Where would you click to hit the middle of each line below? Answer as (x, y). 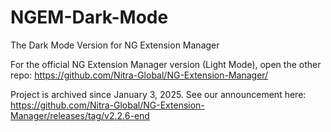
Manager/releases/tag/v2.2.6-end (80, 115)
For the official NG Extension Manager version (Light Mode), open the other (166, 64)
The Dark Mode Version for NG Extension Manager (115, 45)
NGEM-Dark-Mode (89, 17)
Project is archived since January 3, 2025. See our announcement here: (158, 94)
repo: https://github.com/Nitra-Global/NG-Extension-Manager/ (139, 75)
